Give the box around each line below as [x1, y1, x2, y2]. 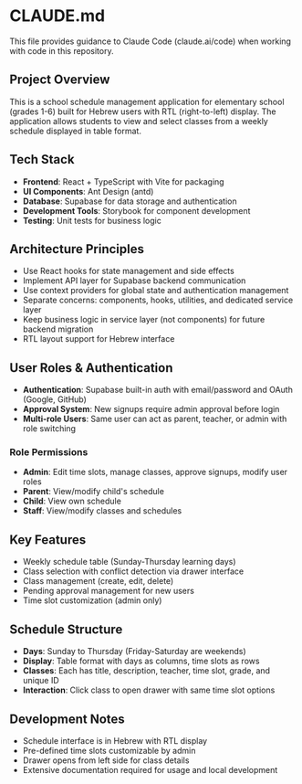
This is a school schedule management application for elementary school [9, 96, 285, 107]
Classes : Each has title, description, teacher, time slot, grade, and [22, 665, 271, 676]
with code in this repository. [9, 45, 114, 56]
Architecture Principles [9, 241, 144, 257]
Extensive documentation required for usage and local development [22, 764, 278, 775]
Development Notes [9, 711, 125, 726]
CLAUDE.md [9, 5, 106, 26]
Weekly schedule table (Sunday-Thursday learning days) [22, 556, 236, 567]
